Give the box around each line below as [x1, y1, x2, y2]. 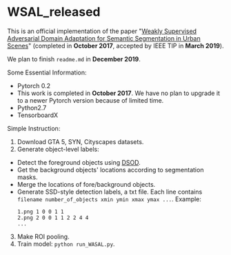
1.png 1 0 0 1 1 [17, 208, 64, 215]
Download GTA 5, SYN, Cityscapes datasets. [17, 137, 144, 145]
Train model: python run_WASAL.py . [17, 239, 115, 248]
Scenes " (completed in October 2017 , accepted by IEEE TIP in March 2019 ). [7, 41, 224, 50]
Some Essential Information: [7, 68, 88, 76]
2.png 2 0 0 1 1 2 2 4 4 [17, 214, 89, 221]
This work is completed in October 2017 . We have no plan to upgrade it [17, 89, 221, 97]
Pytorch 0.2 [17, 81, 50, 90]
